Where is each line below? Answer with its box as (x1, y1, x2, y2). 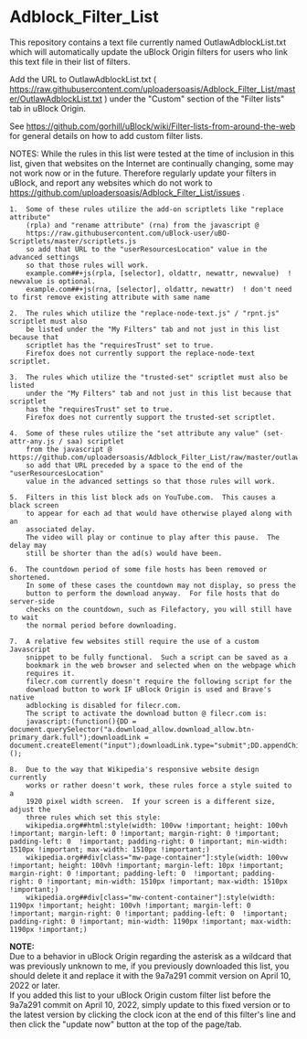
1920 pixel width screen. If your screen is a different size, (26, 797, 276, 806)
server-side (9, 596, 55, 605)
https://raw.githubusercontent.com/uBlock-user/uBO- (26, 229, 231, 238)
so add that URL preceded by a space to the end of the (26, 460, 244, 470)
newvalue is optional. (9, 276, 96, 285)
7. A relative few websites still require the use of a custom (9, 637, 259, 646)
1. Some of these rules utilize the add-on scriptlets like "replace (9, 204, 284, 214)
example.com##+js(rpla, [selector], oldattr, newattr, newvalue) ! (26, 268, 292, 278)
